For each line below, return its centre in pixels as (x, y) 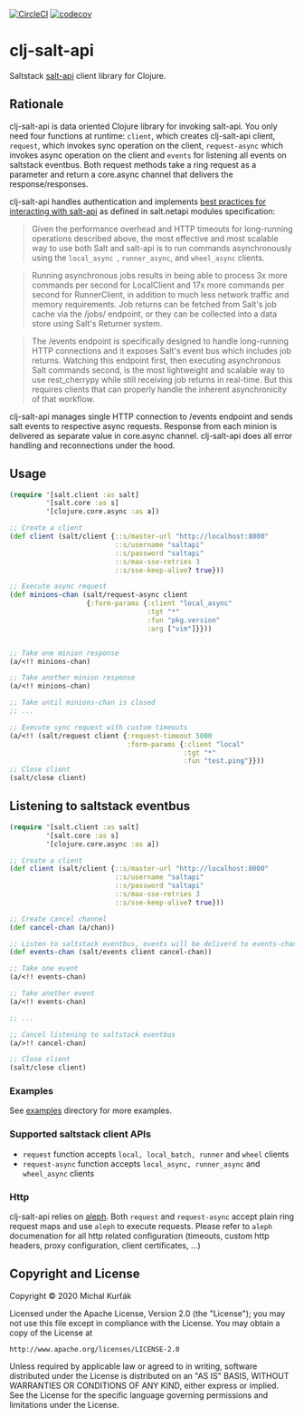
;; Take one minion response (64, 653)
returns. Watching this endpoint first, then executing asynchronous (156, 360)
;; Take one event (44, 969)
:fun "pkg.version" (184, 620)
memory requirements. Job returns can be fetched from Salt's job (154, 304)
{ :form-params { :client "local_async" (159, 603)
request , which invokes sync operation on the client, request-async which (146, 145)
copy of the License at (51, 1333)
